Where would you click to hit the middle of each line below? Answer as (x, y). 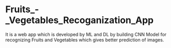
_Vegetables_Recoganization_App (80, 20)
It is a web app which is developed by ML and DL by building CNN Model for (86, 34)
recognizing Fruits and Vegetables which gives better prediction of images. (85, 40)
